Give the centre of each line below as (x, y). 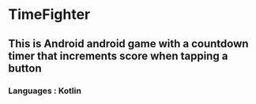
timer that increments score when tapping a (118, 56)
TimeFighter (49, 15)
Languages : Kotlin (45, 91)
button (25, 68)
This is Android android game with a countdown (128, 44)
